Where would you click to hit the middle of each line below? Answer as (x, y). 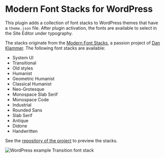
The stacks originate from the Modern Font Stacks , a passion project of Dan (82, 42)
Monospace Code (30, 99)
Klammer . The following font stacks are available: (55, 48)
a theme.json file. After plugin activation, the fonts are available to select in (81, 28)
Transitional (24, 63)
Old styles (23, 68)
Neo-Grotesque (28, 89)
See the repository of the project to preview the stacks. (61, 140)
